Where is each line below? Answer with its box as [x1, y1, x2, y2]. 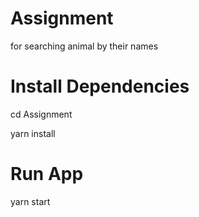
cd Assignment [10, 108, 73, 120]
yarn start [10, 195, 51, 207]
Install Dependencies [10, 75, 190, 98]
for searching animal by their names [10, 40, 159, 52]
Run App [10, 163, 84, 186]
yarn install [10, 127, 56, 139]
